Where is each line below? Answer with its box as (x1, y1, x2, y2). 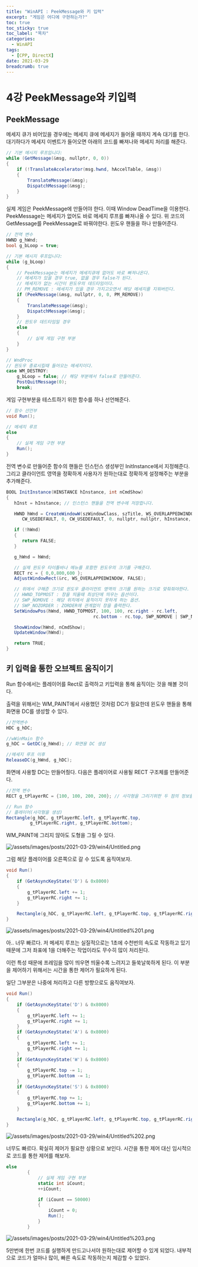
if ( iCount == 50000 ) (37, 1196, 91, 1203)
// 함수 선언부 (6, 407, 37, 413)
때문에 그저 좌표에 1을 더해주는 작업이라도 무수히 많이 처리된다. (6, 947, 150, 954)
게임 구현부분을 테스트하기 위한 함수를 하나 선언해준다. (6, 396, 131, 403)
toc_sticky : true (6, 25, 49, 31)
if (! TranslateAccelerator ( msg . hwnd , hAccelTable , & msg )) (16, 166, 162, 172)
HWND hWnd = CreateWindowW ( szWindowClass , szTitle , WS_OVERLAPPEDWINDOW (14, 511, 196, 516)
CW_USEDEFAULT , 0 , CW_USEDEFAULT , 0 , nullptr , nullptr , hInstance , (21, 516, 192, 522)
